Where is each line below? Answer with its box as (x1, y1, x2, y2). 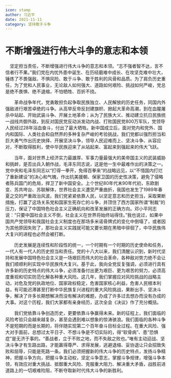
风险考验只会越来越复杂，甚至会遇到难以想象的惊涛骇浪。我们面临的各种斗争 (5, 316, 166, 322)
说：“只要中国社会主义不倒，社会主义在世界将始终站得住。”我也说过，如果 (5, 212, 159, 218)
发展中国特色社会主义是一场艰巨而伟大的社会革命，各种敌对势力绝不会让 (14, 255, 166, 261)
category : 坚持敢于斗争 (5, 21, 51, 27)
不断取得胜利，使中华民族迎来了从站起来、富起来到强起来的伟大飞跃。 (14, 144, 161, 150)
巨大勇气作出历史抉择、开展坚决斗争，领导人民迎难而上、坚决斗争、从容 (5, 138, 157, 144)
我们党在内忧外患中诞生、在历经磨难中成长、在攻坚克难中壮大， (32, 69, 166, 75)
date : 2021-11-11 (5, 17, 42, 22)
